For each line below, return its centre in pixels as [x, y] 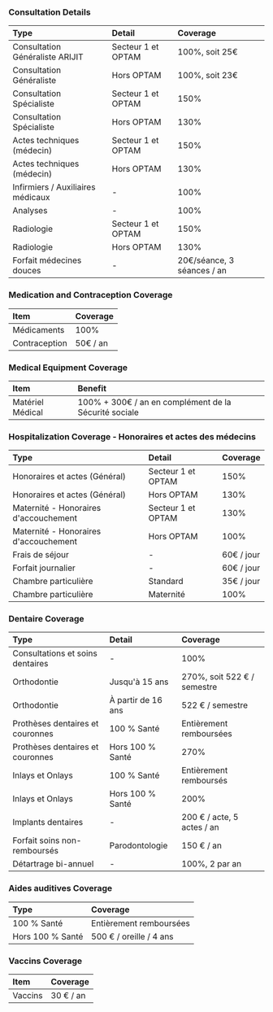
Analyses [30, 211]
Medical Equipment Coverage [68, 367]
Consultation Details [50, 12]
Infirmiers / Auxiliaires [54, 187]
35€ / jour [241, 582]
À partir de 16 [136, 700]
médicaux [31, 198]
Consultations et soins [55, 653]
